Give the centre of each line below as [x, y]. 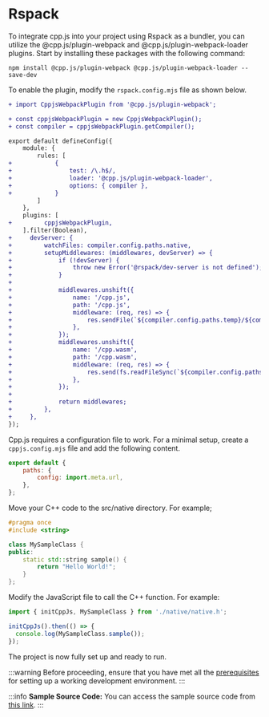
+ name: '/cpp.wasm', [73, 350]
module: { [39, 148]
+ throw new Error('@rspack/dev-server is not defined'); [136, 268]
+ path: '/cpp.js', [69, 305]
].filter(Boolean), [55, 231]
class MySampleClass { [46, 545]
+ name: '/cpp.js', [69, 298]
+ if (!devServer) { [64, 260]
